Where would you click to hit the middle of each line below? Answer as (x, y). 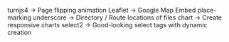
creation (20, 32)
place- (207, 10)
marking (20, 17)
